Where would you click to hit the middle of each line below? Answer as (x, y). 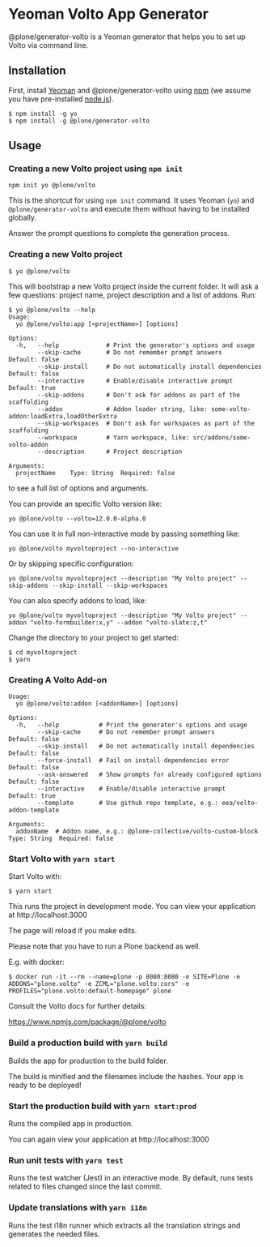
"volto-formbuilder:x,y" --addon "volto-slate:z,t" (118, 622)
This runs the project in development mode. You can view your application (132, 906)
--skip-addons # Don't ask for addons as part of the (139, 395)
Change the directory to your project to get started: (94, 637)
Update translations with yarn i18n (78, 1207)
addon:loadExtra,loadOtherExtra (63, 416)
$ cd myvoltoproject (43, 652)
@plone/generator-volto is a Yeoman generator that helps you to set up (127, 36)
